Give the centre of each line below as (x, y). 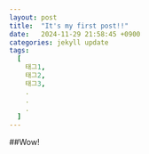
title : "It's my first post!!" (69, 26)
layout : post (33, 17)
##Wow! (24, 142)
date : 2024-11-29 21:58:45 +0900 (75, 34)
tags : (19, 51)
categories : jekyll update (59, 42)
